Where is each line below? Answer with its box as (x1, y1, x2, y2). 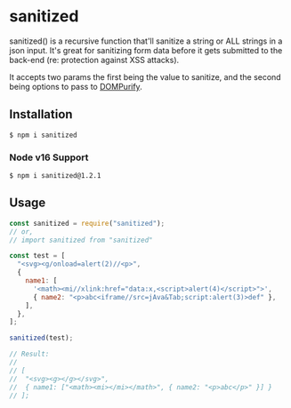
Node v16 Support (9, 151, 89, 164)
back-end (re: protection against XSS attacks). (9, 54, 180, 65)
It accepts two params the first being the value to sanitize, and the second (9, 71, 282, 82)
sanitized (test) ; (9, 333, 74, 343)
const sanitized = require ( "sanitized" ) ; (9, 219, 166, 228)
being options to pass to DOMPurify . (9, 81, 142, 92)
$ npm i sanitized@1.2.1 (9, 172, 101, 180)
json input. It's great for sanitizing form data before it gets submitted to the (9, 44, 283, 55)
